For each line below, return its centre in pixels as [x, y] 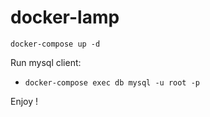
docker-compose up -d [55, 44]
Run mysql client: [46, 62]
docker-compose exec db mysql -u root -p [112, 82]
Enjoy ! [24, 101]
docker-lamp [65, 17]
